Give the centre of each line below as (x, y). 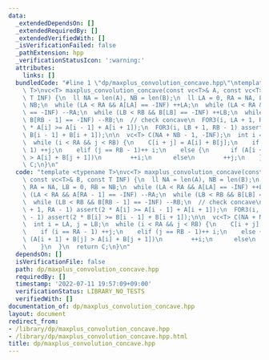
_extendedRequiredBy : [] (57, 30)
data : (17, 16)
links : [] (39, 75)
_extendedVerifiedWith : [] (60, 38)
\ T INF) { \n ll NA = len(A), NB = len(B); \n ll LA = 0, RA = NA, (139, 98)
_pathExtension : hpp (50, 53)
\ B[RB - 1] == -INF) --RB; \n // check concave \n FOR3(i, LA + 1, (139, 120)
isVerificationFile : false (60, 261)
